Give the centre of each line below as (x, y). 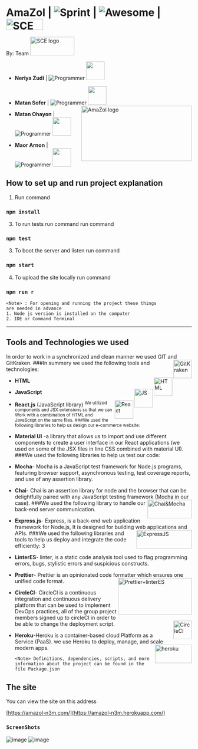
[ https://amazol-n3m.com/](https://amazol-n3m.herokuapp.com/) (86, 713)
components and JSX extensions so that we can (63, 410)
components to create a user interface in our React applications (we (97, 443)
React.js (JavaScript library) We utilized (61, 404)
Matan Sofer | (32, 103)
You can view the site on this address (52, 701)
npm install (23, 212)
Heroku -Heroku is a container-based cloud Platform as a (84, 635)
